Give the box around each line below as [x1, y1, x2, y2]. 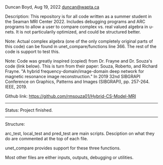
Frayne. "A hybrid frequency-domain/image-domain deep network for [5, 68, 145, 74]
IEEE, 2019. [5, 84, 28, 89]
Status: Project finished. [5, 107, 53, 113]
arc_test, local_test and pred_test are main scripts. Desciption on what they [5, 131, 155, 136]
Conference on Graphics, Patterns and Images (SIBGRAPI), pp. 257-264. [5, 79, 150, 84]
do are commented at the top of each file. [5, 136, 88, 141]
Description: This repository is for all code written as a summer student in [5, 14, 152, 19]
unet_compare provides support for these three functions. [5, 145, 121, 151]
